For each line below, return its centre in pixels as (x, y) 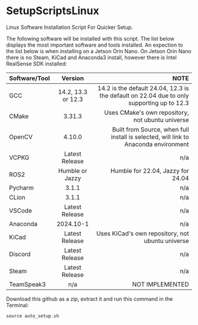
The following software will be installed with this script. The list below (90, 38)
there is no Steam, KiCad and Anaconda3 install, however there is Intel (91, 57)
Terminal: (17, 305)
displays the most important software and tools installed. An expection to (95, 45)
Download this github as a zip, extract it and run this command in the (90, 298)
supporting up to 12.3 (159, 103)
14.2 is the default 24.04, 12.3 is (143, 88)
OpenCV (21, 137)
